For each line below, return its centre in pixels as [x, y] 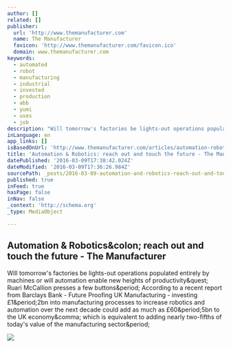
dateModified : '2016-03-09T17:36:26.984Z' [69, 167]
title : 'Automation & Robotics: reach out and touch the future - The [110, 154]
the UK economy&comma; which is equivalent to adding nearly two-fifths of [114, 316]
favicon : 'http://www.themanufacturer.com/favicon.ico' [95, 45]
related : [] [24, 20]
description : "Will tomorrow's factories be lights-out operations [106, 129]
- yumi [23, 109]
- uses [23, 116]
